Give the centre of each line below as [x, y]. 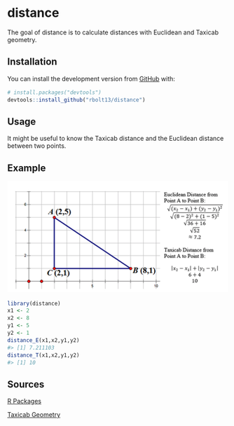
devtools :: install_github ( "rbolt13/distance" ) [76, 99]
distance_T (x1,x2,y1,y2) [43, 355]
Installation [32, 62]
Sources [26, 384]
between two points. [37, 146]
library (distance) [34, 303]
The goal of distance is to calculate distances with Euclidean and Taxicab [113, 32]
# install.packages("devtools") [54, 92]
